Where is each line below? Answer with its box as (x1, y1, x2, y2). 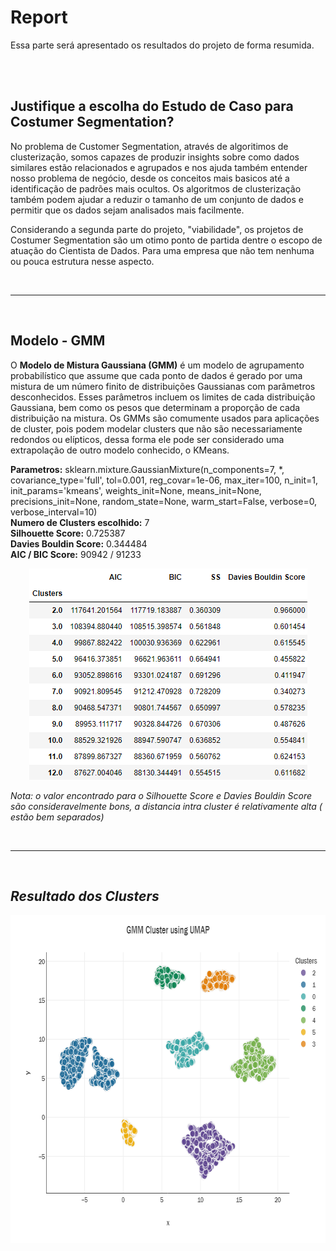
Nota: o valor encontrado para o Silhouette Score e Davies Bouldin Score (10, 789, 313, 801)
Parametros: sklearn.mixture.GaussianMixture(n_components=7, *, (10, 463, 285, 475)
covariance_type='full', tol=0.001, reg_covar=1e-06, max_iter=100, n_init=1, (10, 474, 319, 486)
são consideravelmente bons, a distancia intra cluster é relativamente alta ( (10, 800, 323, 812)
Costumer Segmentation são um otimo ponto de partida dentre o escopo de (10, 234, 323, 246)
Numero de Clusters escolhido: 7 (10, 516, 150, 528)
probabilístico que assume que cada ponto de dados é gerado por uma (10, 369, 303, 381)
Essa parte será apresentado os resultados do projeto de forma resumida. (10, 39, 315, 51)
